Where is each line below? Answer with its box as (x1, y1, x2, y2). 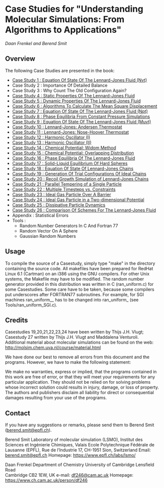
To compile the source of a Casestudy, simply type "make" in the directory (5, 260, 156, 266)
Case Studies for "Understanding (5, 3, 143, 15)
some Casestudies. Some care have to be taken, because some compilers (5, 286, 155, 292)
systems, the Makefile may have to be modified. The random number (5, 276, 144, 282)
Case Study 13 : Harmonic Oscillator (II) (12, 139, 92, 145)
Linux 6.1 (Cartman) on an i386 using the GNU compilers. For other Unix (5, 271, 150, 277)
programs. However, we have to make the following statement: (5, 359, 131, 365)
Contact (5, 409, 30, 417)
